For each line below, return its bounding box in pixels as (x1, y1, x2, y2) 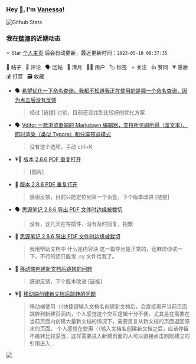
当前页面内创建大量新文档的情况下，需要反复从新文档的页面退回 (29, 317, 185, 324)
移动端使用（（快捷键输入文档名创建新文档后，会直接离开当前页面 (29, 303, 188, 310)
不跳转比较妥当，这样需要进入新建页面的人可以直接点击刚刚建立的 (29, 332, 190, 339)
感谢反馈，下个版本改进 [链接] (29, 277, 102, 285)
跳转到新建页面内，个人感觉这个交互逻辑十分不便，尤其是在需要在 (29, 310, 190, 317)
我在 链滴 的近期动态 (6, 35, 61, 43)
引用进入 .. (29, 339, 55, 347)
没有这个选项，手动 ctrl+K (29, 143, 93, 150)
